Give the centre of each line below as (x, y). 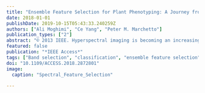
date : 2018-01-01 (28, 18)
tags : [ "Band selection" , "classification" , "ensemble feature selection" (103, 58)
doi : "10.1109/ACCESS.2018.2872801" (53, 63)
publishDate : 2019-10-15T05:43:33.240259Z (61, 23)
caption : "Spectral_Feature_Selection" (63, 75)
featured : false (27, 46)
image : (15, 69)
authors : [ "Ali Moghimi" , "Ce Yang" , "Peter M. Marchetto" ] (85, 29)
